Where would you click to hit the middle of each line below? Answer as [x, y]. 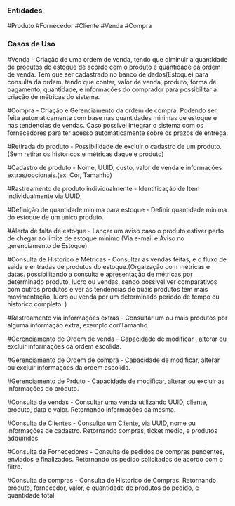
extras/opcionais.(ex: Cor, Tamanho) [60, 175]
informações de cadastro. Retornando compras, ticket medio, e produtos [113, 430]
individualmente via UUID [44, 196]
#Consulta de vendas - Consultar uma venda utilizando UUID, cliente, [108, 402]
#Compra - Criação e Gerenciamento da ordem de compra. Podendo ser [112, 110]
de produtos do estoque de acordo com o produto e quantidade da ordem [114, 67]
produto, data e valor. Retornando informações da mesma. [92, 409]
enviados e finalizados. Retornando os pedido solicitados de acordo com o [115, 459]
